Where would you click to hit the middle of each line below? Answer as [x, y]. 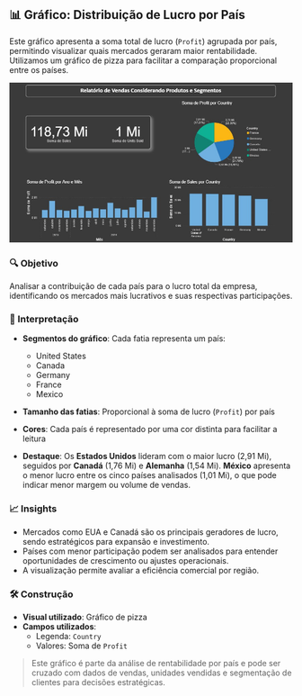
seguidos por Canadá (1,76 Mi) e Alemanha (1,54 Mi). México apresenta [156, 466]
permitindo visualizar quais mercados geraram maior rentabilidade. [133, 50]
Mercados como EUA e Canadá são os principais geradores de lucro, [150, 532]
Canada [50, 366]
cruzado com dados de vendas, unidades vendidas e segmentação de [161, 673]
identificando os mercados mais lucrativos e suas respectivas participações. [151, 296]
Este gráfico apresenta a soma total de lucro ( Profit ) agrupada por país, [143, 41]
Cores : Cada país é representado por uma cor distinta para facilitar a [150, 429]
